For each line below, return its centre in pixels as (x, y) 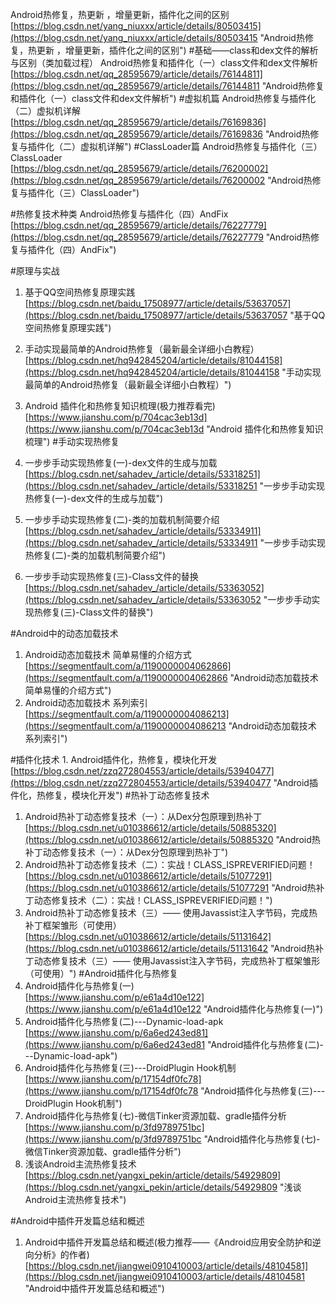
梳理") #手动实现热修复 (72, 441)
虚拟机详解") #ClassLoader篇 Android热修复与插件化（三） (201, 146)
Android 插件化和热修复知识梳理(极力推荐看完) (120, 406)
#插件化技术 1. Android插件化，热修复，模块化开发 (114, 759)
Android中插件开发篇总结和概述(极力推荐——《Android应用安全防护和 (168, 1242)
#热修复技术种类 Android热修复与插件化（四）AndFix (119, 214)
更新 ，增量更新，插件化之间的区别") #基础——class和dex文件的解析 (177, 50)
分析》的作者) (61, 1254)
